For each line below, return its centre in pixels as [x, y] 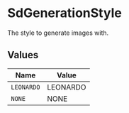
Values [23, 55]
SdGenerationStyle [64, 13]
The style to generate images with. [58, 33]
